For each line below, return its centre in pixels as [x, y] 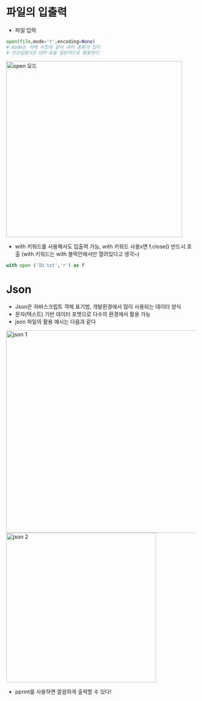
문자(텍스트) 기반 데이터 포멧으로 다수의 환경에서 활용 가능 [83, 314]
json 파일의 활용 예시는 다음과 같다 [55, 322]
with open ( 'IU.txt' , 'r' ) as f [45, 265]
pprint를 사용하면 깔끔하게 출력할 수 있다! [63, 692]
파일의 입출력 [37, 12]
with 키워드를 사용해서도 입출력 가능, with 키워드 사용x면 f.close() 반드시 [100, 246]
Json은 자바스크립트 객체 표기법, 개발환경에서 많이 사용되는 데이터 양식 [98, 307]
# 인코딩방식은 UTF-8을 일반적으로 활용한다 [53, 53]
